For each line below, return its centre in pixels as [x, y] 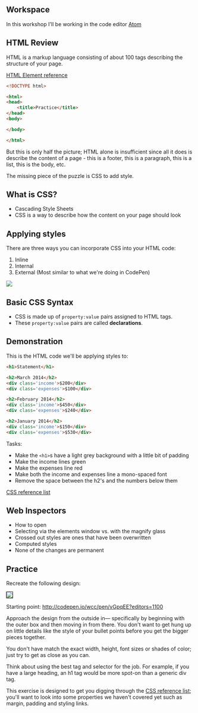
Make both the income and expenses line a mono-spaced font [91, 474]
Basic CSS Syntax [40, 302]
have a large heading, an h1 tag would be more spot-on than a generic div [96, 673]
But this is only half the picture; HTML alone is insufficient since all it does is [99, 152]
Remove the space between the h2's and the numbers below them [96, 480]
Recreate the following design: [43, 583]
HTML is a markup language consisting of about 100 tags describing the [95, 57]
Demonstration [35, 342]
